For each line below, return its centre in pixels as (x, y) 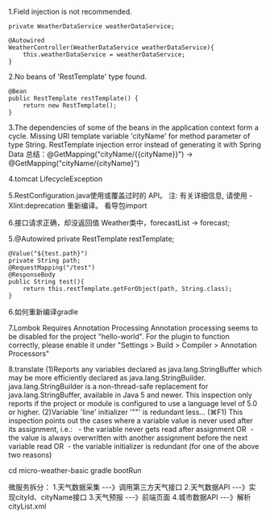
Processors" (29, 353)
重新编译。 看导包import (107, 206)
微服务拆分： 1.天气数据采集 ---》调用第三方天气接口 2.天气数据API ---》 (129, 487)
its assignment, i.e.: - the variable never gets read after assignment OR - (131, 429)
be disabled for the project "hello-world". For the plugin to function (119, 336)
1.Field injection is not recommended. (71, 12)
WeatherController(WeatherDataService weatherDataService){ (112, 48)
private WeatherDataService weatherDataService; (91, 27)
